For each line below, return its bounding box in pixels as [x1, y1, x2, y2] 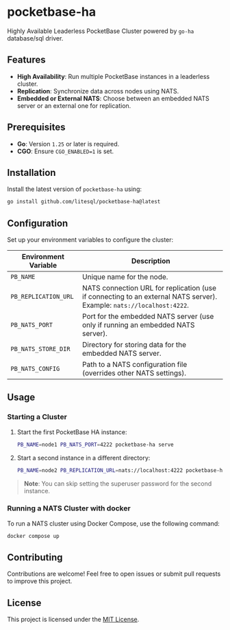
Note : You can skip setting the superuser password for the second [23, 479, 212, 488]
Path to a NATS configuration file [81, 360, 188, 370]
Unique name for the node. [81, 272, 168, 282]
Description [131, 256, 170, 266]
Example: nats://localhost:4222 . [81, 300, 190, 310]
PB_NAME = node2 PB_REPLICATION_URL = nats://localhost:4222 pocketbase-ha [16, 466, 226, 474]
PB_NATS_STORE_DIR [10, 345, 71, 353]
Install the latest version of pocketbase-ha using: [7, 185, 142, 193]
